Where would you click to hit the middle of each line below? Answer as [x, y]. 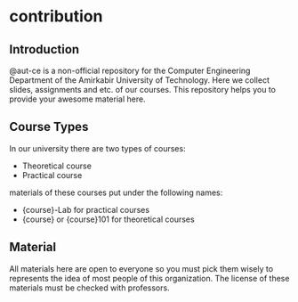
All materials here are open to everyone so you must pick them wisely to [141, 268]
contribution [56, 16]
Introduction [44, 49]
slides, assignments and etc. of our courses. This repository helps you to [142, 90]
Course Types [49, 127]
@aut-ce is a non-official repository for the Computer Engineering [130, 70]
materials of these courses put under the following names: [116, 192]
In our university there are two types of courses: [97, 148]
